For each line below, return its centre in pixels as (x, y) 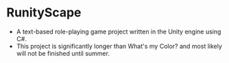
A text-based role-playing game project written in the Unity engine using (119, 32)
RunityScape (44, 13)
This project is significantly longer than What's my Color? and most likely (119, 46)
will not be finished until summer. (63, 53)
